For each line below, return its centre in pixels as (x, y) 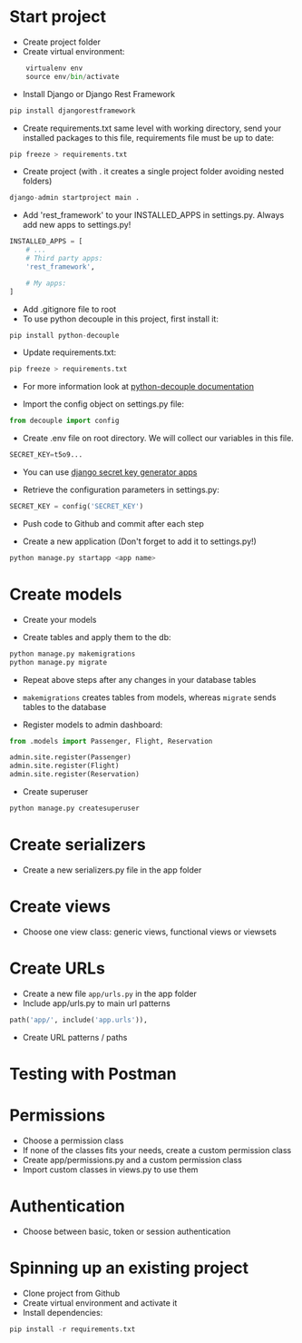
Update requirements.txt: (69, 352)
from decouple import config (64, 421)
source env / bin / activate (73, 76)
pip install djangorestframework (73, 111)
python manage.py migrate (58, 662)
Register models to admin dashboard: (93, 725)
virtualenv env (54, 68)
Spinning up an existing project (129, 1268)
